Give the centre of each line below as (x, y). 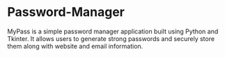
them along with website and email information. (75, 46)
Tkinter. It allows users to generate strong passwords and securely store (111, 38)
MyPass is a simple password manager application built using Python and (113, 31)
